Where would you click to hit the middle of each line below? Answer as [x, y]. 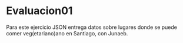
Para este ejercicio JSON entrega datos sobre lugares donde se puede [92, 27]
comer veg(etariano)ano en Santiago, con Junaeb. [67, 33]
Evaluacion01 [39, 11]
